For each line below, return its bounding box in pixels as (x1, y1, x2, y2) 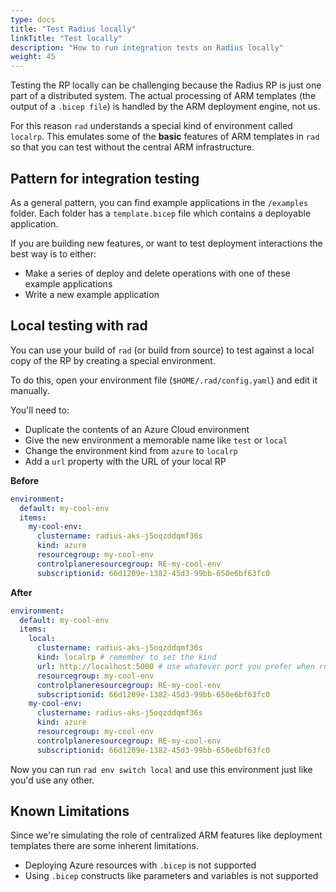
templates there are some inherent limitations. (10, 840, 200, 852)
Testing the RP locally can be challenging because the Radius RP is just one (10, 79, 322, 91)
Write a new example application (24, 288, 160, 300)
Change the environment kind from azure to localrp (24, 444, 238, 456)
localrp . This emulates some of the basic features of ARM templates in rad (10, 131, 320, 143)
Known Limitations (10, 803, 130, 820)
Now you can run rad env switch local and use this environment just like (10, 763, 313, 775)
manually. (10, 384, 50, 396)
